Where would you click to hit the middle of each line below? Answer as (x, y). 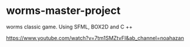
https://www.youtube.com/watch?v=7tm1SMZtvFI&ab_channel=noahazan (95, 38)
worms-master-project (63, 11)
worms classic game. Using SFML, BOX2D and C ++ (69, 27)
